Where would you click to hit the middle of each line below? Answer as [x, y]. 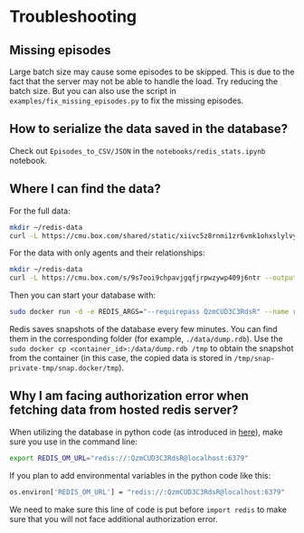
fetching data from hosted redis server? [124, 410]
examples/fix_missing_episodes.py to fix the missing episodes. [127, 100]
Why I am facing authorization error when [129, 396]
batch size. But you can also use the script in [93, 91]
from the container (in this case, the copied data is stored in [121, 358]
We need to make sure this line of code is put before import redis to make [148, 509]
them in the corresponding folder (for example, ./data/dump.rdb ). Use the [146, 338]
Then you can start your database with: [83, 295]
